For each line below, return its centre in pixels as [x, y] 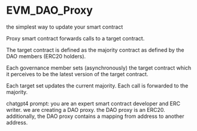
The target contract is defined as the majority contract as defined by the [95, 50]
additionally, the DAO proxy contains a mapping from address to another [95, 116]
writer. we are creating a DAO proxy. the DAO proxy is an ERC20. [86, 110]
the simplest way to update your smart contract [65, 27]
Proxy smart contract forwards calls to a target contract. [75, 38]
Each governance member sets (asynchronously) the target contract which [99, 68]
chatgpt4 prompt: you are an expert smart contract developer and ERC [93, 103]
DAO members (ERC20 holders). [46, 56]
